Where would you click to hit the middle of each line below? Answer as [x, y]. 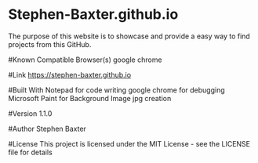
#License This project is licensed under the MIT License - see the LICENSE [129, 143]
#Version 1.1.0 [30, 113]
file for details [30, 152]
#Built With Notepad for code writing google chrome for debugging [116, 90]
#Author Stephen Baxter [47, 129]
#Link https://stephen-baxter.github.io [70, 74]
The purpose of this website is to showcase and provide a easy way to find [129, 36]
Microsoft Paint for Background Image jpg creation [90, 98]
